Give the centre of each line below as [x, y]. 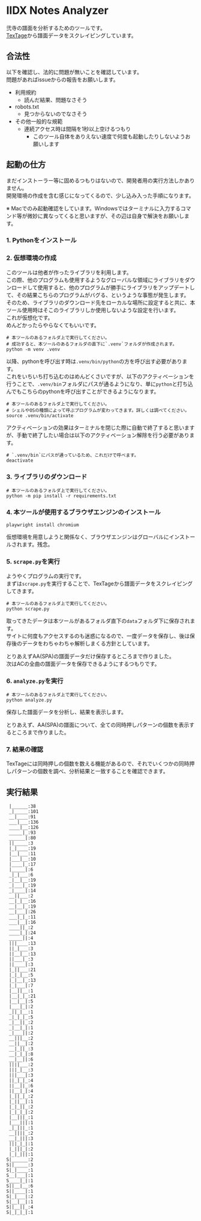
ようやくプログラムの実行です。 [46, 576]
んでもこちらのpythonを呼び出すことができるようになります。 [83, 391]
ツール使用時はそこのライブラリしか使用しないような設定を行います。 [93, 310]
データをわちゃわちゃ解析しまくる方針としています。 [87, 643]
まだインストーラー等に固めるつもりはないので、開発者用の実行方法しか [95, 180]
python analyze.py [29, 700]
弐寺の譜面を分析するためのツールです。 [56, 28]
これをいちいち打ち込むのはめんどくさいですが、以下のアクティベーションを [100, 376]
